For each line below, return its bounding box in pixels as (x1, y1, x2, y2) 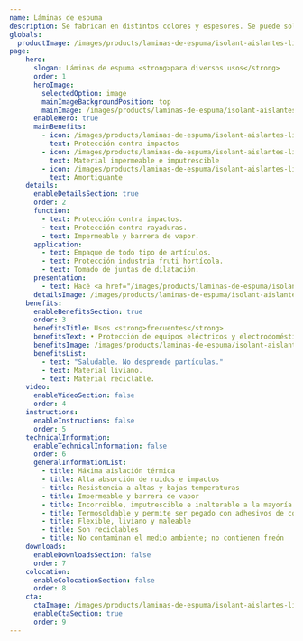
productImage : (17, 38, 70, 48)
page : (9, 47, 30, 56)
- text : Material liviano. (41, 366, 143, 375)
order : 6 (32, 450, 67, 459)
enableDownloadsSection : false (32, 550, 151, 560)
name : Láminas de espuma (9, 13, 103, 23)
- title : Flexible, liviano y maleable (41, 516, 192, 526)
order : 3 (32, 315, 67, 325)
